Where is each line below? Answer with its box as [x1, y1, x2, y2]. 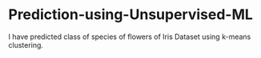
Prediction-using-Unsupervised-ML [8, 6, 254, 24]
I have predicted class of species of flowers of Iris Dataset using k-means [8, 32, 251, 41]
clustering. [8, 40, 44, 49]
